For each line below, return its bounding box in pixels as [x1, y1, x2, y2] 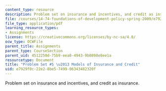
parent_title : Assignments [5, 44, 61, 49]
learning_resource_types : [5, 26, 58, 30]
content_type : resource [5, 7, 54, 12]
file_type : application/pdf [5, 21, 63, 26]
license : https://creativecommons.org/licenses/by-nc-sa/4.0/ [5, 35, 136, 40]
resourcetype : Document [5, 58, 54, 62]
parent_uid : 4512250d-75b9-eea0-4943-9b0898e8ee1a [5, 53, 112, 58]
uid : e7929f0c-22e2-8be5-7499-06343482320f [5, 67, 96, 72]
